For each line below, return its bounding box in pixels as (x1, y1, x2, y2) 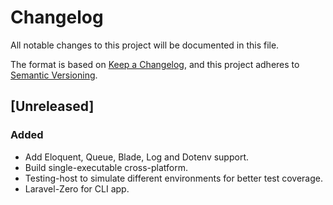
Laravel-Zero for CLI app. (24, 182, 130, 195)
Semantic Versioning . (10, 69, 98, 81)
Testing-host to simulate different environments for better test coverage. (24, 172, 324, 184)
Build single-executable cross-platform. (24, 161, 189, 173)
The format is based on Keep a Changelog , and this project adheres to (10, 58, 300, 70)
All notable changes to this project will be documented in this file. (10, 39, 280, 51)
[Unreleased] (10, 98, 95, 115)
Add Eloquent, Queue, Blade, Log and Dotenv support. (24, 151, 250, 163)
